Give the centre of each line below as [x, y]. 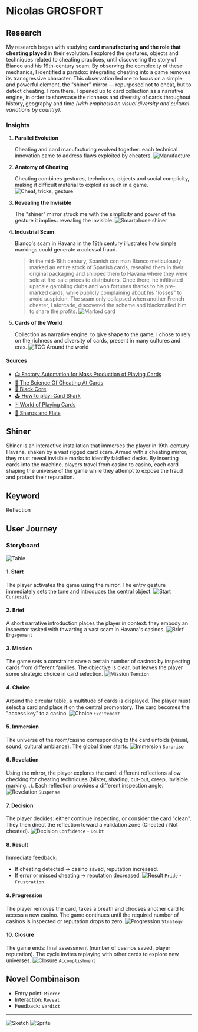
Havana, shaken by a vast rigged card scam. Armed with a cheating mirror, [97, 452]
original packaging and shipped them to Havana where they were [108, 274]
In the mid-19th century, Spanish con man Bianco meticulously [105, 261]
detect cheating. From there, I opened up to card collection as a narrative [95, 91]
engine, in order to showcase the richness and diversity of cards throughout [98, 97]
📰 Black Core [30, 389]
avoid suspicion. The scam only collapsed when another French [107, 299]
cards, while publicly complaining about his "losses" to [116, 293]
